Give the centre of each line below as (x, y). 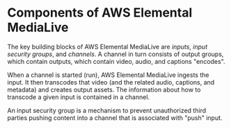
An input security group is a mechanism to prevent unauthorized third (107, 110)
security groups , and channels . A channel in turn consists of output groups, (115, 54)
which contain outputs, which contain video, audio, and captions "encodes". (116, 61)
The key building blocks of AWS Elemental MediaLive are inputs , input (107, 46)
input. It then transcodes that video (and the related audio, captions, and (111, 82)
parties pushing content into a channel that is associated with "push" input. (115, 118)
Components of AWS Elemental (100, 13)
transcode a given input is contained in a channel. (79, 97)
